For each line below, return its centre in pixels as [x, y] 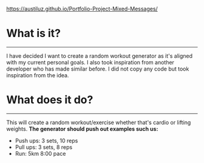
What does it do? [50, 100]
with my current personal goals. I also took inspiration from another [90, 62]
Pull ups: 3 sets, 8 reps [44, 147]
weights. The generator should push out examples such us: [82, 129]
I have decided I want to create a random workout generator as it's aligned [100, 56]
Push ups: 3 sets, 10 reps [46, 140]
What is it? [34, 33]
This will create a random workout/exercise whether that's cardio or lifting [99, 122]
